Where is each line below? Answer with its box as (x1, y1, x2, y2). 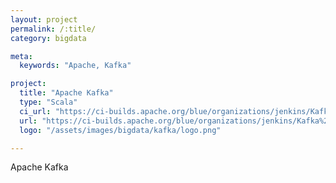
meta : (10, 51, 33, 61)
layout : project (10, 14, 78, 25)
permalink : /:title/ (10, 24, 97, 34)
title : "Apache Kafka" (19, 88, 114, 98)
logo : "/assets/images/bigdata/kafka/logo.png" (19, 125, 222, 135)
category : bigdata (10, 33, 87, 43)
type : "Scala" (19, 97, 78, 107)
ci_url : (19, 106, 52, 116)
